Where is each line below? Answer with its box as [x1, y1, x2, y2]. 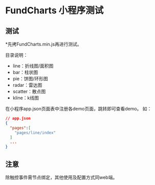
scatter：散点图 [12, 88, 46, 95]
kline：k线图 [12, 95, 39, 101]
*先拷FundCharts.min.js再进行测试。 [5, 41, 82, 47]
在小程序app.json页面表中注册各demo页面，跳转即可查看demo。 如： [5, 106, 152, 111]
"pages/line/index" [14, 130, 56, 135]
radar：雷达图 [12, 82, 42, 88]
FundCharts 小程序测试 [5, 5, 104, 16]
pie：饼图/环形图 [12, 76, 48, 82]
